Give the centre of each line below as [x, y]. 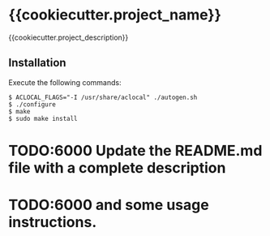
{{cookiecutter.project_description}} [69, 37]
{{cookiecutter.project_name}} [115, 15]
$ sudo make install [43, 118]
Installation [37, 63]
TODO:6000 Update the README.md [135, 150]
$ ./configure [32, 104]
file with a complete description [117, 167]
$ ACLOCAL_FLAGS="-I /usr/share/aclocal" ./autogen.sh [103, 97]
